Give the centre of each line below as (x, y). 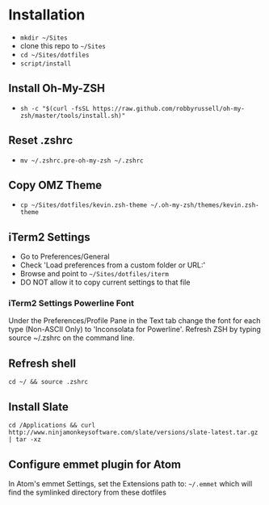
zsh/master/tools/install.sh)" (73, 116)
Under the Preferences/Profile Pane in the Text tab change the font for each (134, 321)
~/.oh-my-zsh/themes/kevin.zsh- (205, 205)
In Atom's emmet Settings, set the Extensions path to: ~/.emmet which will (130, 483)
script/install (46, 63)
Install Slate (38, 407)
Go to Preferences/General (65, 257)
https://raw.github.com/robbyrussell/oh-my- (168, 108)
